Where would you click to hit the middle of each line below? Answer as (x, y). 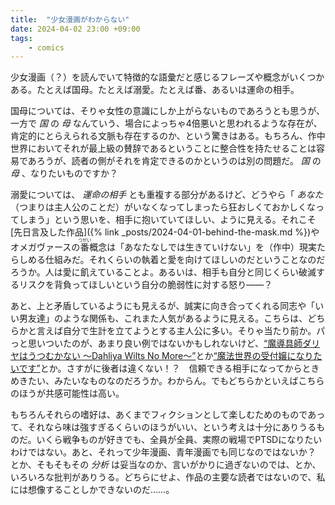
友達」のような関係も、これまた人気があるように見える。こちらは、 (167, 318)
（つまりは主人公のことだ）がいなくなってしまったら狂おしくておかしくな (163, 207)
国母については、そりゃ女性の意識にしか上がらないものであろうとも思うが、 (167, 111)
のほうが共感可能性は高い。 (67, 393)
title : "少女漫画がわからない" (70, 19)
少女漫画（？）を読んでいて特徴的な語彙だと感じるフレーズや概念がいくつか (167, 77)
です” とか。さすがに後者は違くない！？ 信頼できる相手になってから (160, 368)
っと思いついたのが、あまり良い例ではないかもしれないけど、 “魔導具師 (156, 343)
